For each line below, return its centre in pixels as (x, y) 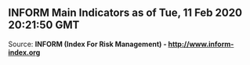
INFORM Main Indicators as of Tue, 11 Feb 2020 (125, 13)
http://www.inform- (201, 44)
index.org (24, 52)
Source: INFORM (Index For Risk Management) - (87, 44)
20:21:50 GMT (44, 25)
